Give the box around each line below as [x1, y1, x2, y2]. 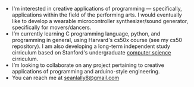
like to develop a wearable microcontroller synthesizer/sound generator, [11, 18, 189, 24]
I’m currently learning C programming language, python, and [11, 30, 161, 37]
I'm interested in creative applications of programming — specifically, [11, 5, 183, 12]
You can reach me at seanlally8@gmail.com [11, 74, 120, 81]
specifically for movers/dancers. [11, 24, 92, 31]
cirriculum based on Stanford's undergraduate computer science [11, 49, 171, 56]
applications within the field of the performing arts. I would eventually [11, 11, 183, 18]
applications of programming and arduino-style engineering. [11, 68, 160, 75]
